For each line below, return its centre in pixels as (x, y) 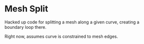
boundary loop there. (26, 27)
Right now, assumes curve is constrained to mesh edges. (61, 36)
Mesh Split (26, 9)
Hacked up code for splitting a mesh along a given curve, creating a (72, 22)
